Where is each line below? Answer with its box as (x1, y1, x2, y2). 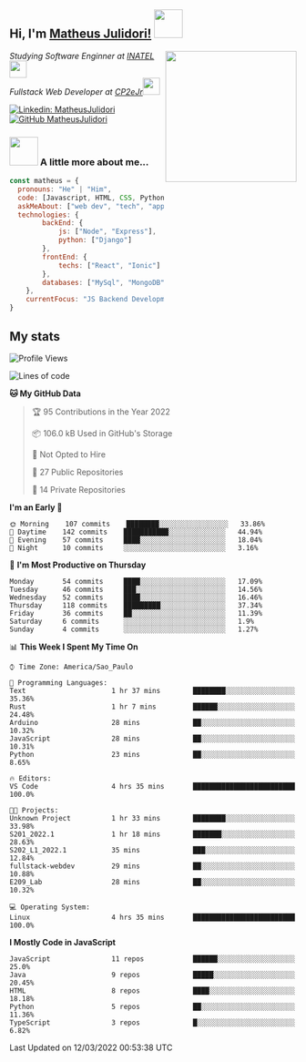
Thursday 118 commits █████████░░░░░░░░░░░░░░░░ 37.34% (9, 600, 262, 610)
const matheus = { (9, 177, 79, 186)
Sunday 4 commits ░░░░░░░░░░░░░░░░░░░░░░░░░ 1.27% (9, 625, 259, 634)
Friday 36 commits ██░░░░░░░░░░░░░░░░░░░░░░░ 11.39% (9, 608, 262, 618)
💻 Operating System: (9, 903, 91, 912)
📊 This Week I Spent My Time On (9, 641, 138, 652)
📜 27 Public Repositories (31, 466, 124, 477)
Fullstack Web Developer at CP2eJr (9, 86, 143, 97)
